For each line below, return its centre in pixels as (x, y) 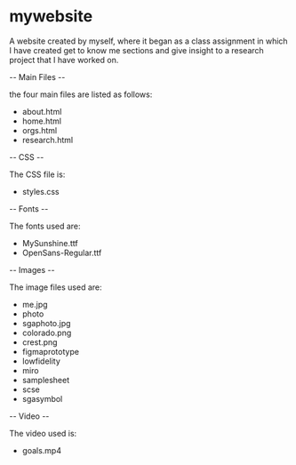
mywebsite (51, 16)
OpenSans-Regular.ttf (62, 253)
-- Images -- (32, 269)
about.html (42, 111)
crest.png (40, 342)
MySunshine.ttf (50, 243)
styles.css (40, 191)
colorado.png (47, 333)
